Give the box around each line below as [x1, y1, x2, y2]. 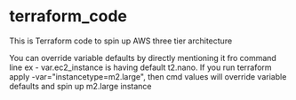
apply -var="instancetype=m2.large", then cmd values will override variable [9, 71, 287, 81]
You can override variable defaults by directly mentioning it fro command [9, 52, 277, 63]
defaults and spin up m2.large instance [9, 81, 152, 91]
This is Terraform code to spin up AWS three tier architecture [9, 35, 233, 46]
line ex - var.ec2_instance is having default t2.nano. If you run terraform [9, 62, 273, 73]
